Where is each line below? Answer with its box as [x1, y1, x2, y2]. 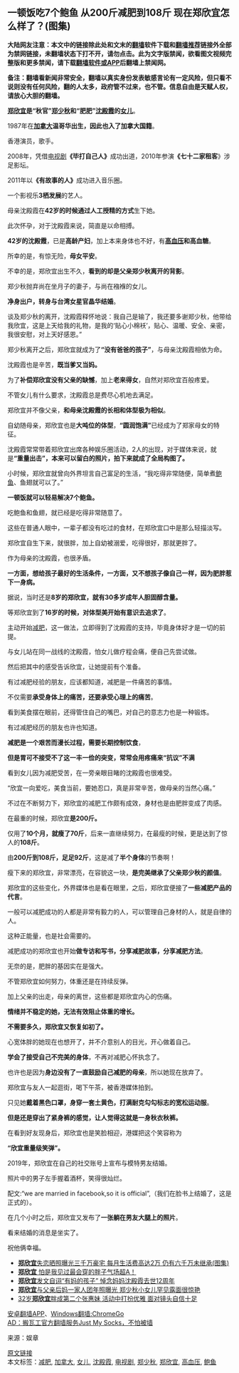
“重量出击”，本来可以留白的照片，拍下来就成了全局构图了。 [14, 453, 189, 462]
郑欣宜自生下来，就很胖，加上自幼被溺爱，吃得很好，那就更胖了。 [7, 538, 201, 547]
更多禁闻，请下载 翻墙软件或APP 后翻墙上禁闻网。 [26, 58, 170, 66]
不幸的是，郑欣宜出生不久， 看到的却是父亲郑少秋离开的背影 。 [7, 267, 188, 275]
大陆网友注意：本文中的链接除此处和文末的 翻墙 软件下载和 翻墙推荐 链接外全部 [7, 40, 232, 48]
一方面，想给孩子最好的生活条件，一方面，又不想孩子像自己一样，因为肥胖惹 [7, 569, 232, 577]
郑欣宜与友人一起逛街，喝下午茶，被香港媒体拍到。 [7, 1083, 157, 1091]
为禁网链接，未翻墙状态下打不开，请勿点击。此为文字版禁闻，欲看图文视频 [7, 49, 225, 58]
